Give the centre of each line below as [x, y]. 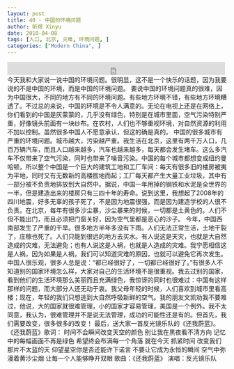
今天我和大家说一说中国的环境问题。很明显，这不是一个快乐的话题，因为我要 [117, 80]
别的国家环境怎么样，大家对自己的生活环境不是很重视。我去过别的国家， [123, 271]
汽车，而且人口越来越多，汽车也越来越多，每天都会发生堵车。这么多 [123, 149]
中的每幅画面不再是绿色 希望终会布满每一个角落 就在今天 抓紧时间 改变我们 [114, 341]
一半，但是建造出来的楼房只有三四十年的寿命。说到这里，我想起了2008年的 [116, 193]
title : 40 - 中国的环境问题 [44, 20]
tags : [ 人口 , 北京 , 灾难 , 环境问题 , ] [58, 40]
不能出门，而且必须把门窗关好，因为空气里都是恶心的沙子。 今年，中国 [115, 219]
